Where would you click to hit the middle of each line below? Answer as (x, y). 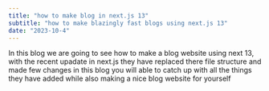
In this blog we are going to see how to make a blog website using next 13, (131, 53)
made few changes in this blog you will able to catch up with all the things (130, 70)
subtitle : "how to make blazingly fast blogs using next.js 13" (118, 23)
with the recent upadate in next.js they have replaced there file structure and (135, 61)
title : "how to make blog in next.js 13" (79, 16)
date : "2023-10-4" (39, 30)
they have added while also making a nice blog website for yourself (120, 79)
